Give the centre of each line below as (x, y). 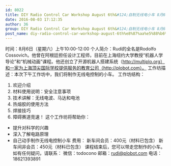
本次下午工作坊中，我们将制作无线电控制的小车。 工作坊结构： (79, 74)
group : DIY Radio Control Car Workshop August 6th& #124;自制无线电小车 (80, 29)
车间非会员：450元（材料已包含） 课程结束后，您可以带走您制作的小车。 (89, 147)
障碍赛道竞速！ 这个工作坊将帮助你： (51, 117)
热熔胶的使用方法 (31, 104)
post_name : (17, 34)
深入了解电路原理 (31, 134)
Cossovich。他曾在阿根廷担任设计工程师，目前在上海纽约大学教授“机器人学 (84, 55)
